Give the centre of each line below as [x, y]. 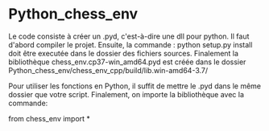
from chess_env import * [50, 118]
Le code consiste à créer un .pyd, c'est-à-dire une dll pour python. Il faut [129, 36]
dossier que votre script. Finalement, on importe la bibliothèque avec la [126, 94]
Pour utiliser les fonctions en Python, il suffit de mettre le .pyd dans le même [135, 86]
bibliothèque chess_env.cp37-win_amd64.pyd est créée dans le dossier [127, 62]
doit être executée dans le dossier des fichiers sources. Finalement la [124, 53]
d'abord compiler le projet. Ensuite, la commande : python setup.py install [130, 44]
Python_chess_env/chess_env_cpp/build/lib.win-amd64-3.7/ [108, 70]
